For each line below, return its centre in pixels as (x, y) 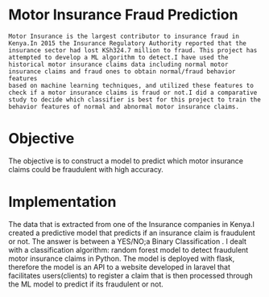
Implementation (62, 202)
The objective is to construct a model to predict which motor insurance (126, 161)
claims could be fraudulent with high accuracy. (86, 169)
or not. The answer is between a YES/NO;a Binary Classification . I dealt (128, 241)
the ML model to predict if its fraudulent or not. (86, 284)
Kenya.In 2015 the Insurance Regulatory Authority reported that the (128, 43)
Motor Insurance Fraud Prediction (123, 15)
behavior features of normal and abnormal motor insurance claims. (124, 106)
